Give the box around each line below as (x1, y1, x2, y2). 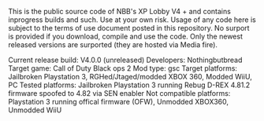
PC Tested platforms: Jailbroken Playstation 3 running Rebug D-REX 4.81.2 (8, 80, 251, 90)
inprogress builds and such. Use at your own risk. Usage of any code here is (8, 15, 256, 24)
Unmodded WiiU (8, 105, 62, 115)
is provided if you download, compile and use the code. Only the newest (8, 31, 243, 41)
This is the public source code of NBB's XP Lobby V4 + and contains (8, 7, 231, 16)
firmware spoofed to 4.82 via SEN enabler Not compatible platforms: (8, 89, 231, 97)
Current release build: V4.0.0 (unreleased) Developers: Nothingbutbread (8, 55, 243, 64)
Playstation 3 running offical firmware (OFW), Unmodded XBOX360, (8, 97, 229, 106)
